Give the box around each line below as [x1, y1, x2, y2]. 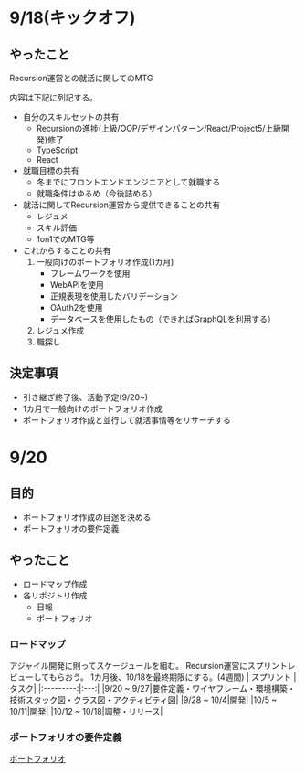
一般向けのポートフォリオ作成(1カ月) [36, 257, 174, 267]
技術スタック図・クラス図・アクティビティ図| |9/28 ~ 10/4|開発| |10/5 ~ [9, 694, 278, 705]
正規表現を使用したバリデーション [49, 291, 179, 302]
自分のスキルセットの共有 [22, 111, 120, 122]
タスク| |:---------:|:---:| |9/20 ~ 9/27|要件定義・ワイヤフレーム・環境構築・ [9, 683, 296, 694]
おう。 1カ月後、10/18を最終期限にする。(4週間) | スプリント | [64, 672, 297, 683]
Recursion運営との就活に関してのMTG [9, 73, 153, 83]
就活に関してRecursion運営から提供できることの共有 [22, 199, 221, 210]
